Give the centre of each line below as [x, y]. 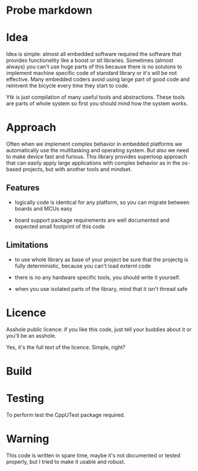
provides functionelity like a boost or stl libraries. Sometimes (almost [90, 61]
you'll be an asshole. [31, 335]
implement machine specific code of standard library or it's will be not [92, 73]
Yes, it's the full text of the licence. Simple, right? [66, 347]
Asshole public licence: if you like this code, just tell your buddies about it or [99, 329]
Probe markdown [49, 10]
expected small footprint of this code [60, 226]
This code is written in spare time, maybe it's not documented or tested [93, 455]
